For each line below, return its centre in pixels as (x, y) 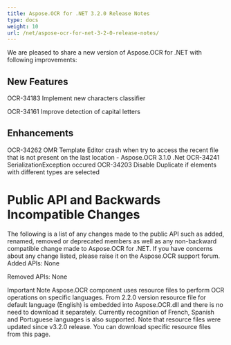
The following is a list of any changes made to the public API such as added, (116, 234)
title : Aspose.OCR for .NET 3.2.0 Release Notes (78, 13)
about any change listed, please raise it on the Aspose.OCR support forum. (113, 256)
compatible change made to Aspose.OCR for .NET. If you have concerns (110, 248)
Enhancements (40, 133)
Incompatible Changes (74, 215)
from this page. (29, 334)
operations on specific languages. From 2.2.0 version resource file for (107, 297)
